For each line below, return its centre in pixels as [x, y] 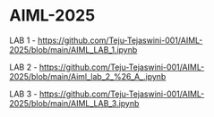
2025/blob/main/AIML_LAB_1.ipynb [73, 49]
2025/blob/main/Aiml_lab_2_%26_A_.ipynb [88, 76]
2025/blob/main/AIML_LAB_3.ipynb [74, 103]
